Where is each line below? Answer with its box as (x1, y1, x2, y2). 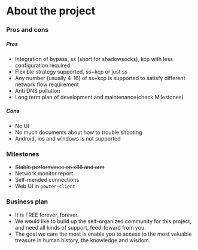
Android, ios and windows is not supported (14, 135, 121, 142)
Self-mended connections (14, 176, 80, 184)
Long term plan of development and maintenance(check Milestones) (14, 94, 184, 101)
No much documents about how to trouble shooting (14, 129, 142, 136)
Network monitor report (14, 170, 74, 177)
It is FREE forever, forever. (14, 211, 79, 218)
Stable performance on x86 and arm (14, 163, 105, 171)
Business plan (6, 197, 48, 206)
